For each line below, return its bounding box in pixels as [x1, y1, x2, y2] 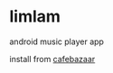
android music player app [9, 36, 104, 47]
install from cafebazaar [9, 53, 96, 64]
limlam [9, 6, 61, 27]
